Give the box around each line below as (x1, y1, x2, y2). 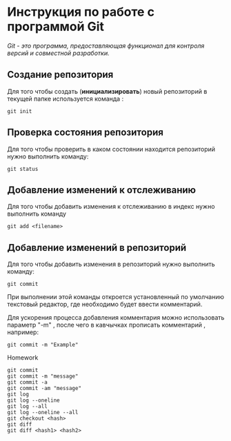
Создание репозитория (7, 69, 114, 81)
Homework (7, 353, 39, 362)
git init (7, 107, 32, 114)
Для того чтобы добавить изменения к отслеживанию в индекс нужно (7, 203, 215, 211)
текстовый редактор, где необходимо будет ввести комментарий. (7, 300, 203, 309)
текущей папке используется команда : (7, 94, 124, 103)
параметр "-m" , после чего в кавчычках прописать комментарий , (7, 321, 205, 329)
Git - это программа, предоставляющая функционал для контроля (7, 41, 205, 50)
